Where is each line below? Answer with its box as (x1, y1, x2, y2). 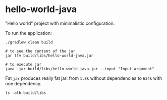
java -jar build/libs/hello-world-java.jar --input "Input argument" (5, 66, 155, 71)
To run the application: (5, 30, 52, 36)
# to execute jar (5, 62, 42, 67)
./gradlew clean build (5, 39, 53, 45)
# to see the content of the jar (5, 48, 76, 54)
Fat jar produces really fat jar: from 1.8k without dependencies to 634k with (5, 75, 162, 81)
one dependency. (5, 80, 42, 86)
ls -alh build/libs (5, 90, 46, 95)
